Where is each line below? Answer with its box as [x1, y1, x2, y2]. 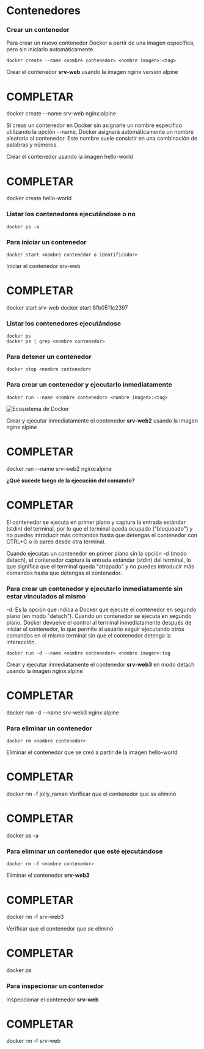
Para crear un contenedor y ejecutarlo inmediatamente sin [6, 584, 183, 593]
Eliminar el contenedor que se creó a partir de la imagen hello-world [6, 749, 178, 756]
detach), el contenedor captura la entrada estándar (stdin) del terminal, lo [6, 556, 191, 564]
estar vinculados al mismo [6, 592, 86, 600]
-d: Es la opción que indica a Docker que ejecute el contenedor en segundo [6, 606, 197, 613]
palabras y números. [6, 141, 58, 148]
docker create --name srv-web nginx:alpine [6, 110, 117, 117]
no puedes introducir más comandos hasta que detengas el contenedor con [6, 531, 197, 539]
